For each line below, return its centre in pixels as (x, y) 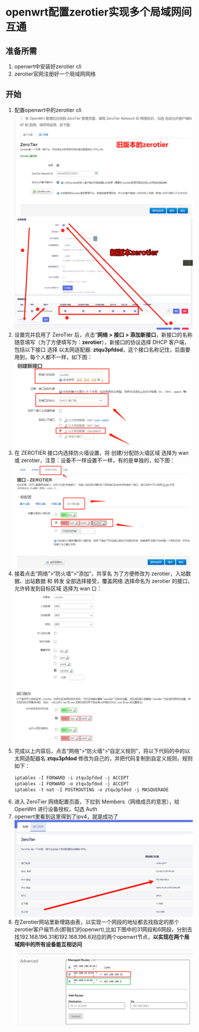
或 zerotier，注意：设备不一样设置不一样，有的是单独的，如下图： (95, 460)
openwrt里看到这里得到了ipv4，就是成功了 (66, 817)
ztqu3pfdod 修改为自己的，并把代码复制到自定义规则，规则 (120, 758)
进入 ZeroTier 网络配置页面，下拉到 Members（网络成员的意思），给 (97, 802)
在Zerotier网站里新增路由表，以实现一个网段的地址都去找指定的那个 (97, 922)
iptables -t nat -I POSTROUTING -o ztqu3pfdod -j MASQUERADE (91, 790)
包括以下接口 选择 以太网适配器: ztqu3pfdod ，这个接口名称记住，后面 (99, 350)
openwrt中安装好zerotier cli (48, 66)
